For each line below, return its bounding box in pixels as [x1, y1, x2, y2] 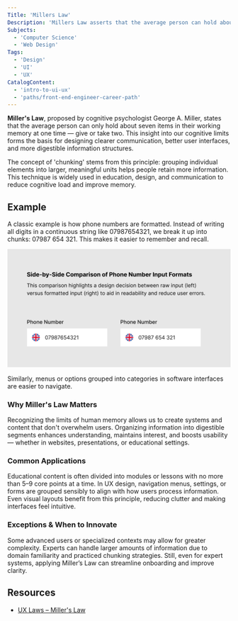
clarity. [7, 566, 28, 574]
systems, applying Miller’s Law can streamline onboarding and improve [7, 559, 215, 567]
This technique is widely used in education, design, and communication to [7, 173, 224, 181]
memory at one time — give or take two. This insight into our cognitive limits [7, 129, 229, 138]
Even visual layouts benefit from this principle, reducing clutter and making [7, 495, 226, 503]
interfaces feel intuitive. [7, 502, 76, 510]
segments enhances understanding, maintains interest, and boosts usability [7, 431, 228, 440]
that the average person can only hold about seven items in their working [7, 121, 221, 130]
